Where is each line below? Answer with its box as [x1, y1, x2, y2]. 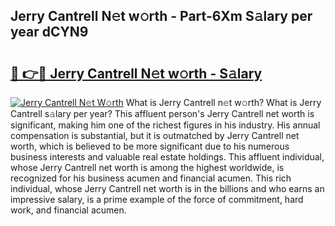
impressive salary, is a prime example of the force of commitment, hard [10, 194, 304, 205]
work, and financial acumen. [10, 204, 127, 216]
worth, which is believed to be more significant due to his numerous [10, 140, 290, 152]
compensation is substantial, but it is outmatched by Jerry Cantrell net [10, 130, 300, 141]
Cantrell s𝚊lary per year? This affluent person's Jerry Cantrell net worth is [10, 108, 315, 119]
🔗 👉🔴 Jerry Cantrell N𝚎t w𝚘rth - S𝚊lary [10, 65, 263, 82]
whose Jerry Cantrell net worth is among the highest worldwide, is [10, 162, 285, 173]
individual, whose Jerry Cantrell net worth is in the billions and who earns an [10, 183, 325, 194]
